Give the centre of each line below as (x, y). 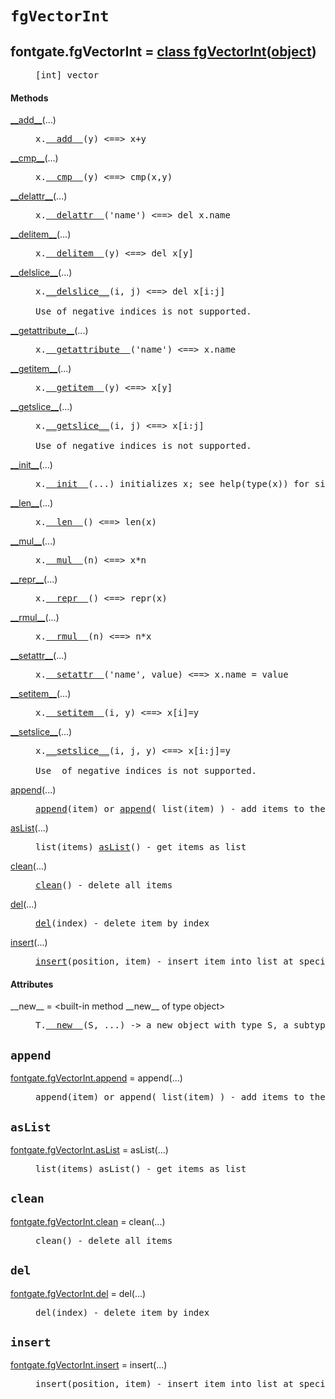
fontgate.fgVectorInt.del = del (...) (78, 1293)
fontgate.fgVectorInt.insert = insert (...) (89, 1365)
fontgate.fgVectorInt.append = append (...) (96, 1078)
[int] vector (67, 75)
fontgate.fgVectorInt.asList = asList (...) (89, 1150)
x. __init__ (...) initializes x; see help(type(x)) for (172, 484)
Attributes (32, 984)
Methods (29, 98)
